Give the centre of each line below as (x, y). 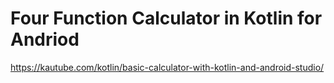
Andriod (45, 39)
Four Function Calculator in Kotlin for (166, 18)
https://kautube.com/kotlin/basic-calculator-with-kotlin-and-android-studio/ (167, 67)
